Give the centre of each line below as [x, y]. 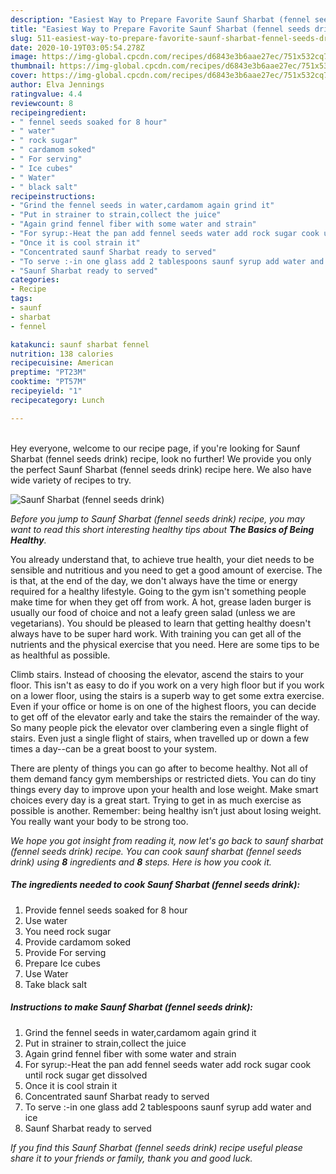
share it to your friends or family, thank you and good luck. [131, 1158]
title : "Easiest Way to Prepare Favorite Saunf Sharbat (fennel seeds [160, 29]
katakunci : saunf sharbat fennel [80, 344]
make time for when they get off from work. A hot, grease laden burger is [161, 602]
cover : [24, 76]
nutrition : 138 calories [62, 354]
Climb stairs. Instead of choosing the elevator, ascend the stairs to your [157, 674]
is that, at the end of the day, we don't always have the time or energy [154, 580]
